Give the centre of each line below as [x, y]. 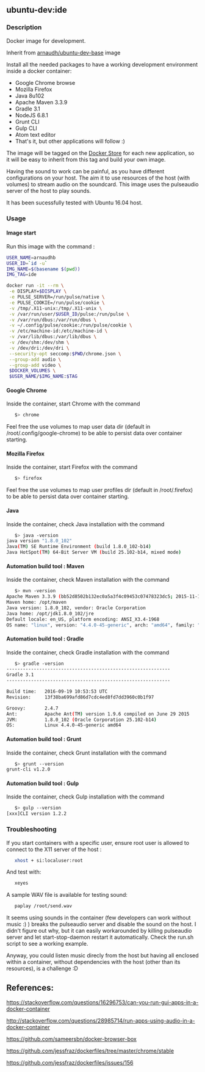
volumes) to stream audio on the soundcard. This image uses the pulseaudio [103, 184]
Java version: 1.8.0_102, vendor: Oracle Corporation [76, 608]
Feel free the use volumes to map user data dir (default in [78, 427]
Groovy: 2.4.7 [33, 708]
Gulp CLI [26, 128]
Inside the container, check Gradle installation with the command [88, 652]
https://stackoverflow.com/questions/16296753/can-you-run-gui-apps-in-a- [103, 1002]
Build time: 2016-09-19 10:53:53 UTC [57, 692]
